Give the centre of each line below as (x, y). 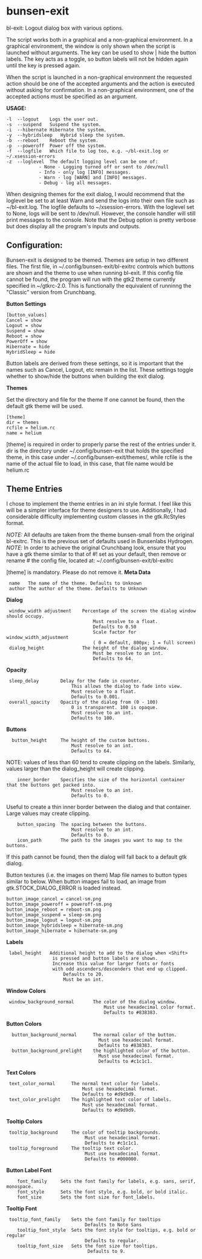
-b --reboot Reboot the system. (52, 140)
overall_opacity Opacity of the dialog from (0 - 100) (83, 702)
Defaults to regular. (112, 1241)
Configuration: (34, 246)
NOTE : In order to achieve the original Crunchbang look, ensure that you (96, 547)
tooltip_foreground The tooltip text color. (71, 1148)
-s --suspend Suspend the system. (54, 124)
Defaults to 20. (83, 974)
